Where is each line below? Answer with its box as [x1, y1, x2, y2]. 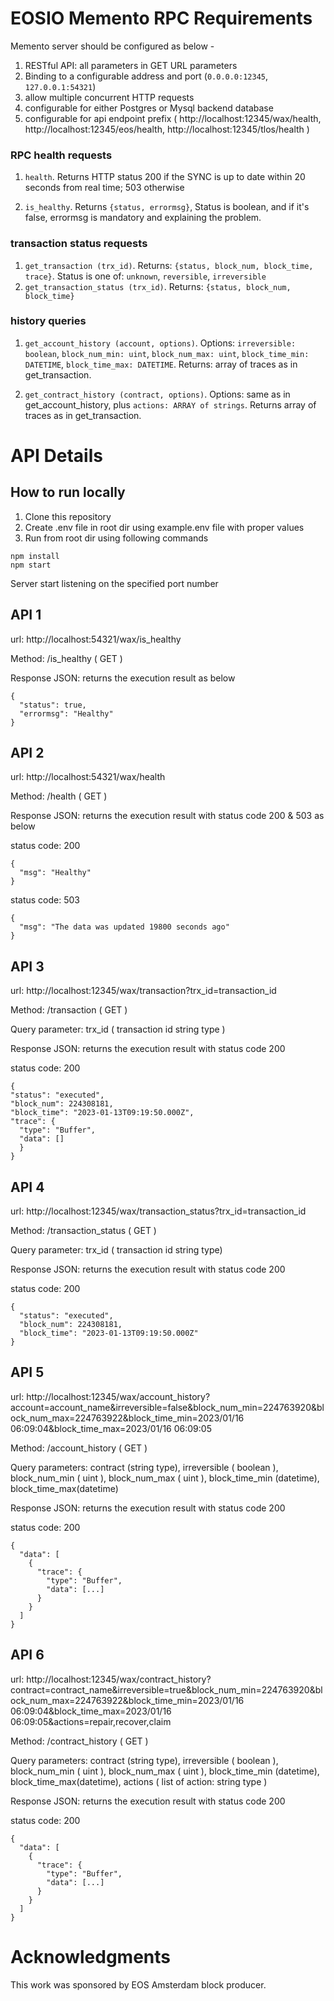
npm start [10, 560, 52, 570]
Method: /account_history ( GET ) [10, 1442, 148, 1454]
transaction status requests [10, 237, 148, 251]
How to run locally [10, 484, 126, 501]
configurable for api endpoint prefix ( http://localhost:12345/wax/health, [24, 112, 322, 124]
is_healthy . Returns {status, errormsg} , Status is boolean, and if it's [24, 201, 310, 213]
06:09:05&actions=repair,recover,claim [10, 1715, 172, 1727]
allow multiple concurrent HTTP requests [24, 91, 195, 103]
